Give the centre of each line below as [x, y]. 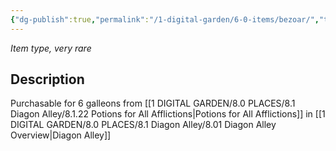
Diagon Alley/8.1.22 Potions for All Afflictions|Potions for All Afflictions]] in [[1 [168, 114]
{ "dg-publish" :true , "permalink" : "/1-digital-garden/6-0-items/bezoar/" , [165, 19]
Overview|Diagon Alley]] [61, 135]
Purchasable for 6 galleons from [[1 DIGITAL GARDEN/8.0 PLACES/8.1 [153, 103]
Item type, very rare [51, 48]
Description [47, 79]
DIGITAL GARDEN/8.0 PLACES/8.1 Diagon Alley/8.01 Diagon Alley [143, 125]
